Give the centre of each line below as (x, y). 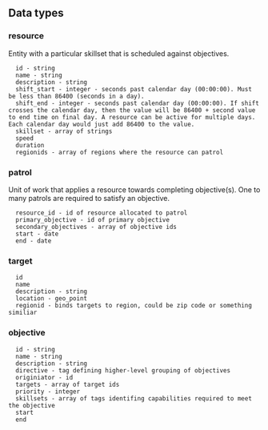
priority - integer (48, 392)
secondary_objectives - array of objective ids (96, 227)
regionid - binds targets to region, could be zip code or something (134, 306)
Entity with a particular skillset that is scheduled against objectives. (119, 53)
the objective (32, 405)
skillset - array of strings (64, 131)
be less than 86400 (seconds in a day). (77, 96)
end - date (34, 241)
